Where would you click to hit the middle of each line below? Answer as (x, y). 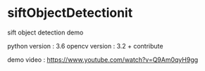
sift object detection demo (45, 32)
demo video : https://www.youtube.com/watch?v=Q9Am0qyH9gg (103, 59)
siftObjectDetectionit (70, 13)
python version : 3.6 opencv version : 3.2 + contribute (85, 46)
